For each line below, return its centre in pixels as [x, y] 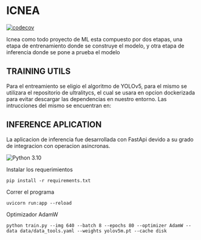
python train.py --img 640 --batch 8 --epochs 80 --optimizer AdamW [95, 225]
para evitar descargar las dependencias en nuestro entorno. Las [87, 99]
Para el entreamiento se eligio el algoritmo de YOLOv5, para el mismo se [97, 86]
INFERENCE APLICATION [54, 125]
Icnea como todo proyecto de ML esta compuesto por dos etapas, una [94, 39]
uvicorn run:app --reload [39, 203]
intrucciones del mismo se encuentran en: [59, 105]
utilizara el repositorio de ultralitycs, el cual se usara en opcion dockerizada [101, 93]
